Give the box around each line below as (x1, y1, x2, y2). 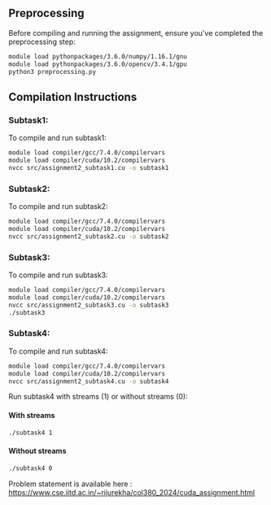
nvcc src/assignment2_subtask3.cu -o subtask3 (8, 301, 169, 309)
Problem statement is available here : (8, 479, 133, 489)
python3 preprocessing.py (8, 67, 96, 76)
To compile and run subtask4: (8, 346, 108, 356)
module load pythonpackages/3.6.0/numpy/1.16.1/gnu (8, 52, 187, 60)
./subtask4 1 (8, 429, 53, 437)
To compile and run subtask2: (8, 202, 108, 211)
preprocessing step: (8, 37, 76, 46)
